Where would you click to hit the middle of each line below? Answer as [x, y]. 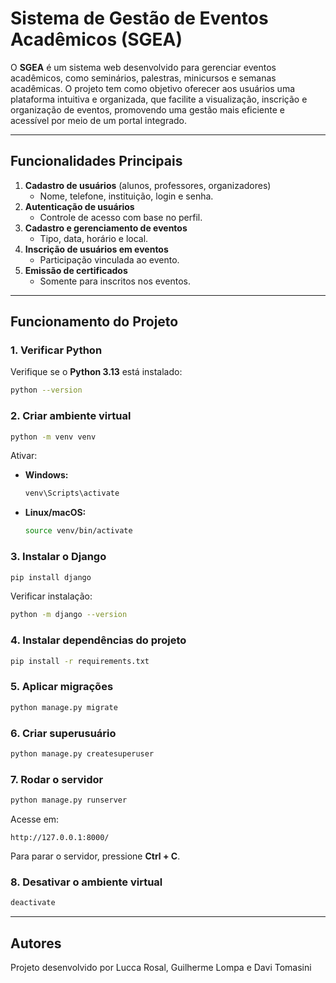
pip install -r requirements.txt [80, 661]
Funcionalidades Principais [96, 161]
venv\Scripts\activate [72, 493]
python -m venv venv [53, 437]
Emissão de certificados [76, 270]
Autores [36, 943]
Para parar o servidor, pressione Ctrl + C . [95, 856]
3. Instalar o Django [58, 557]
